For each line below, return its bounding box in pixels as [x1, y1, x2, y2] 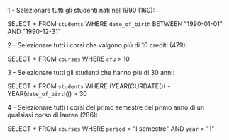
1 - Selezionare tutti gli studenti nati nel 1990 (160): [7, 6, 155, 14]
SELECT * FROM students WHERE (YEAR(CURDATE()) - [7, 82, 171, 91]
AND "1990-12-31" [7, 28, 62, 35]
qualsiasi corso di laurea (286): [7, 111, 98, 119]
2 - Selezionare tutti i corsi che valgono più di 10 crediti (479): [7, 41, 188, 49]
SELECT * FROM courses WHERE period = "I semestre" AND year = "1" [7, 124, 215, 133]
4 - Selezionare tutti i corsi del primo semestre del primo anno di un [7, 103, 205, 112]
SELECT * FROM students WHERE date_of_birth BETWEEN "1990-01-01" [7, 20, 223, 28]
